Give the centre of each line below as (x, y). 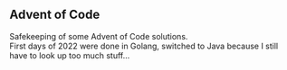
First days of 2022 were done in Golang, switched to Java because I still (144, 46)
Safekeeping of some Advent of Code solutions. (99, 36)
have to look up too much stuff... (70, 55)
